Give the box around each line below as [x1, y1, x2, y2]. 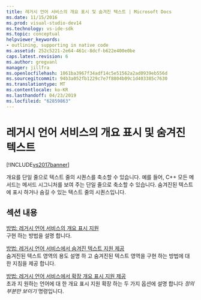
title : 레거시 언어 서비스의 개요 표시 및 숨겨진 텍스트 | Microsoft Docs [6, 8, 172, 15]
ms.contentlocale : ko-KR [6, 87, 68, 93]
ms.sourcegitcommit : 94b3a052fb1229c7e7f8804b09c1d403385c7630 [6, 76, 168, 82]
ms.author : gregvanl [6, 59, 58, 65]
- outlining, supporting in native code [6, 43, 109, 49]
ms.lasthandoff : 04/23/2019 [6, 92, 77, 98]
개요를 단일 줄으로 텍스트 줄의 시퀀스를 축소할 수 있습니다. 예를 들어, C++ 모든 [6, 173, 188, 181]
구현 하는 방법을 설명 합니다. [6, 232, 72, 239]
